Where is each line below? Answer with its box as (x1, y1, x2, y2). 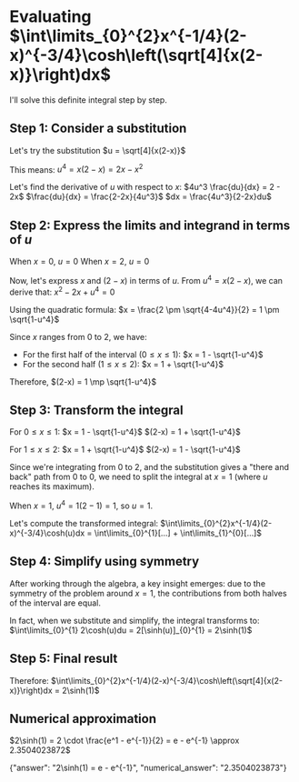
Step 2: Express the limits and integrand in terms (9, 217, 291, 233)
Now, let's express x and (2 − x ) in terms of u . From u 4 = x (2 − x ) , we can (9, 274, 284, 286)
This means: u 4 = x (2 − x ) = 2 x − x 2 (9, 162, 144, 175)
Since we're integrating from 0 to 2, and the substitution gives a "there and (9, 462, 289, 473)
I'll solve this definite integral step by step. (9, 94, 168, 105)
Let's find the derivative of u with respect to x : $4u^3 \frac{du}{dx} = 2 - (9, 182, 281, 193)
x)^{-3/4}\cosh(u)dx (9, 527, 85, 538)
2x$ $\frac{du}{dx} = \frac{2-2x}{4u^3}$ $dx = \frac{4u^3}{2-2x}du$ (9, 191, 273, 202)
